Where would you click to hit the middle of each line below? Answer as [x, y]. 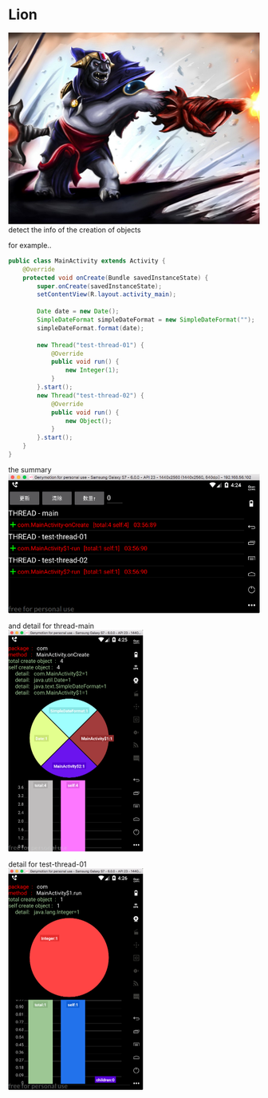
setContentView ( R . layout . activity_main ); [107, 294]
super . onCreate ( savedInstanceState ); [99, 286]
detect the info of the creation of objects [75, 230]
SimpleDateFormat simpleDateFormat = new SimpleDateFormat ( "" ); [146, 320]
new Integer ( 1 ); [92, 370]
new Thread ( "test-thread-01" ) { [91, 345]
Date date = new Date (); [78, 312]
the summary [30, 469]
